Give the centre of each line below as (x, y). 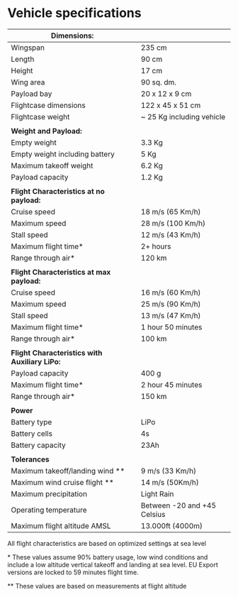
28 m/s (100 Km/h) (173, 223)
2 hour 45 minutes (171, 385)
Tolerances (30, 459)
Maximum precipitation (49, 493)
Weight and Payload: (47, 131)
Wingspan (28, 48)
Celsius (153, 514)
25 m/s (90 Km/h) (171, 304)
